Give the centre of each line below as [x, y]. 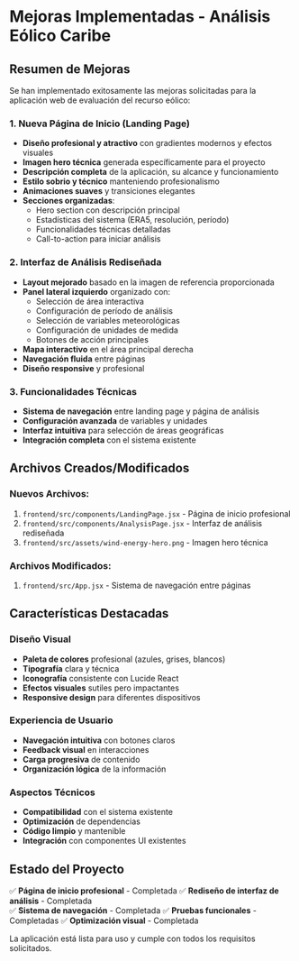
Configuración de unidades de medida [107, 330]
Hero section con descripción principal [108, 210]
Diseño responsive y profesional [83, 368]
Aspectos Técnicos [53, 792]
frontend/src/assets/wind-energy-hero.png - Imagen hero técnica [145, 542]
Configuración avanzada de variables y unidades [115, 420]
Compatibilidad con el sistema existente [98, 812]
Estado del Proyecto [67, 869]
